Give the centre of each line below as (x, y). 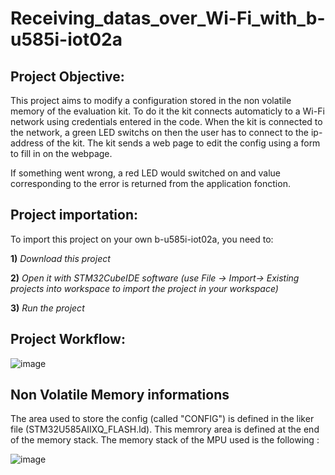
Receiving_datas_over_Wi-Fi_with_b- (168, 18)
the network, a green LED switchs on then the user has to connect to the (160, 132)
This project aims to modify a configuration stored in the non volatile (151, 100)
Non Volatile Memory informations (120, 395)
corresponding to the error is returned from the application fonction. (150, 183)
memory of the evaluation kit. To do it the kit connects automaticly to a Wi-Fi (167, 111)
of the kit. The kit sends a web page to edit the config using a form (183, 143)
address (27, 143)
